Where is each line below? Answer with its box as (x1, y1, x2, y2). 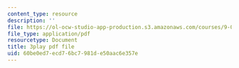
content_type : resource (7, 10, 78, 18)
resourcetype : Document (7, 37, 78, 44)
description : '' (7, 17, 55, 24)
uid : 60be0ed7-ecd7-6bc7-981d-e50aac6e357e (7, 50, 139, 57)
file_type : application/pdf (7, 30, 91, 38)
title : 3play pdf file (7, 43, 75, 50)
